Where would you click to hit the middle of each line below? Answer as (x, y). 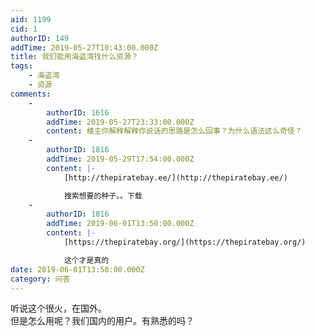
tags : (21, 66)
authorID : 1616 (78, 112)
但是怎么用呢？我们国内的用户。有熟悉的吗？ (102, 321)
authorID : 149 (40, 38)
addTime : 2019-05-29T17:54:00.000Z (120, 159)
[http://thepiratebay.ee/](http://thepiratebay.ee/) (175, 177)
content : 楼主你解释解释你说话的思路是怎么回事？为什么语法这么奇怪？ (174, 131)
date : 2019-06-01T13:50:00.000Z (77, 269)
